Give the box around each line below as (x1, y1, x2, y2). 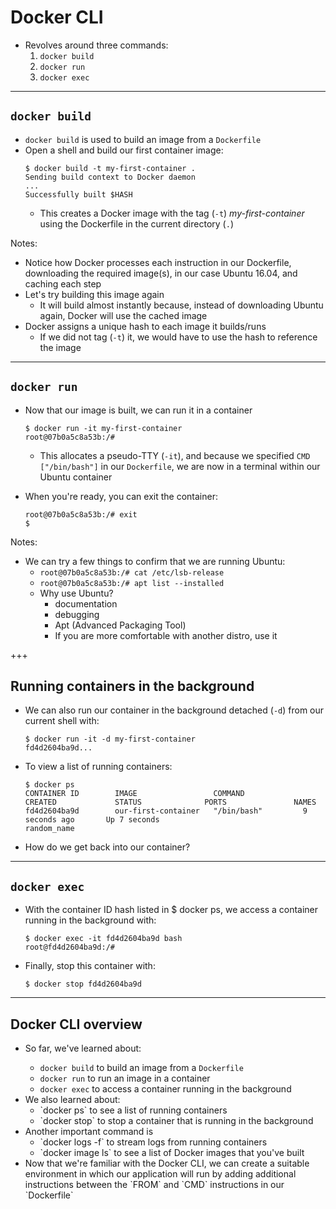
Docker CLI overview (10, 1016, 143, 1033)
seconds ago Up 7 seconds (24, 815, 160, 825)
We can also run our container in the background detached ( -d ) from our (24, 704, 325, 716)
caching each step (24, 277, 102, 290)
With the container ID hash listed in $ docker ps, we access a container (24, 904, 319, 916)
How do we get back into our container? (24, 841, 191, 853)
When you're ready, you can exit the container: (24, 490, 218, 502)
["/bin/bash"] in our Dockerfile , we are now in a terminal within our (39, 460, 321, 472)
